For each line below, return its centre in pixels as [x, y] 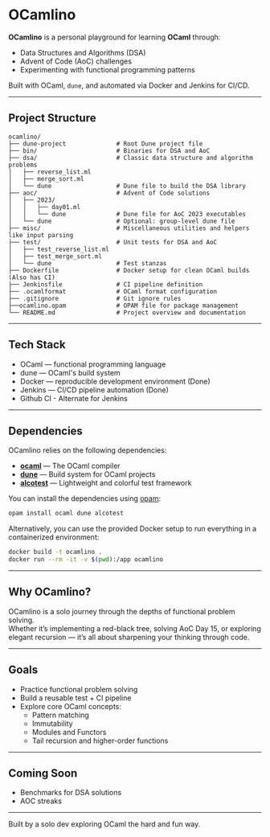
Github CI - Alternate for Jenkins [74, 398]
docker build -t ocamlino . [55, 552]
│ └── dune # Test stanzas [88, 263]
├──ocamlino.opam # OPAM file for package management [124, 306]
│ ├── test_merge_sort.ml [55, 256]
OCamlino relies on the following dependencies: [88, 450]
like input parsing [41, 235]
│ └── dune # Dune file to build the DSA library [127, 186]
